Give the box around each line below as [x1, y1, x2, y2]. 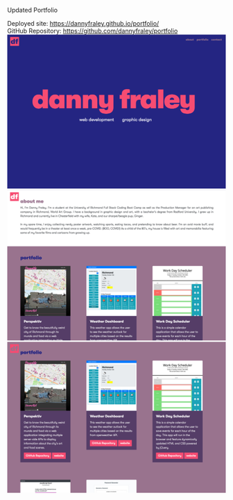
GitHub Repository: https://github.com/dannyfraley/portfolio [7, 27, 178, 35]
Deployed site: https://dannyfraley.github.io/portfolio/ [7, 19, 159, 27]
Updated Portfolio [7, 6, 58, 14]
